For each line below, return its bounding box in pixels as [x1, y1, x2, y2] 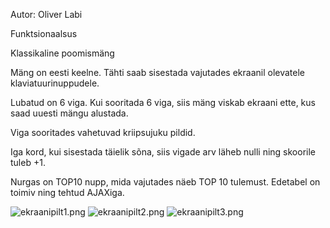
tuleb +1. [10, 157, 46, 168]
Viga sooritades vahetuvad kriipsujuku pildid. [10, 127, 196, 138]
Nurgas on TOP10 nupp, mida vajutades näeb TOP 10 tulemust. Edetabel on [10, 176, 321, 188]
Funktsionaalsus [10, 28, 78, 39]
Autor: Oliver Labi [10, 9, 83, 20]
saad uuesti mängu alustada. [10, 107, 129, 119]
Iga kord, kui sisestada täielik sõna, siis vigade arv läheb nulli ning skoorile [10, 146, 316, 158]
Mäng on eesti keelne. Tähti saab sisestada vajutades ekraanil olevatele [10, 67, 305, 78]
